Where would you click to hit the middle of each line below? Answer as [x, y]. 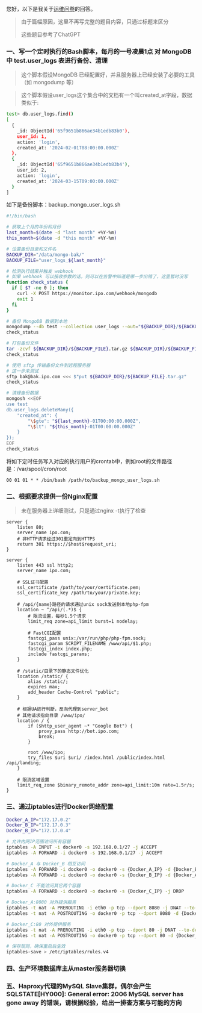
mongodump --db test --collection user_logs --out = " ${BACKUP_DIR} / [93, 327]
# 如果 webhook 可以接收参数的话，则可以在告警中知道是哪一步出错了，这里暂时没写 [97, 277]
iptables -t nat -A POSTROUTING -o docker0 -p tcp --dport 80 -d [90, 935]
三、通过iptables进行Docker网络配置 [60, 807]
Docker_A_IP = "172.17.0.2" [38, 820]
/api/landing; [24, 763]
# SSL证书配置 [33, 582]
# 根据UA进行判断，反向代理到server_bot [63, 709]
